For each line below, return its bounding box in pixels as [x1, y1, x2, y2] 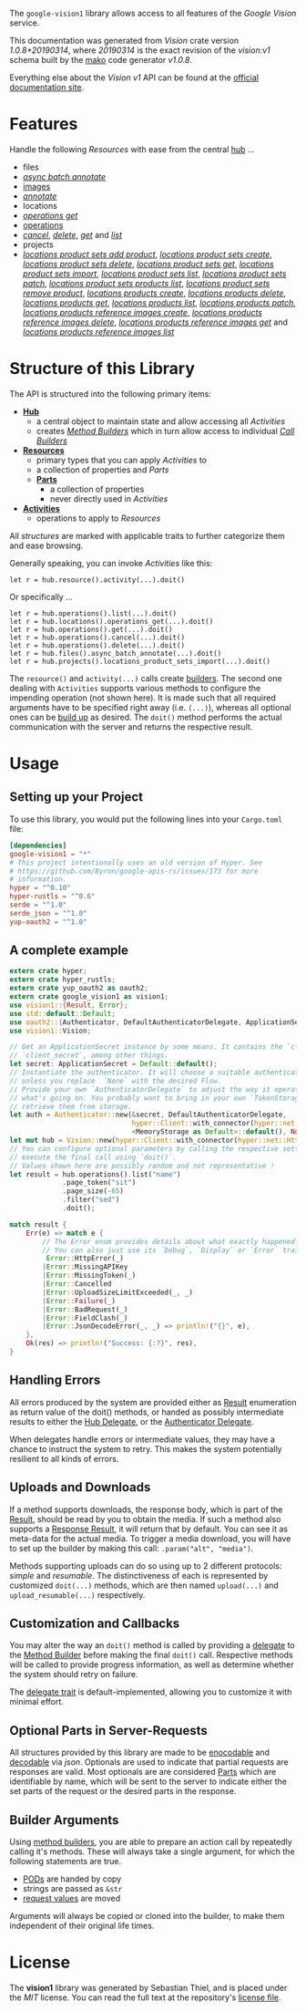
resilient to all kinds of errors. [9, 1453, 119, 1464]
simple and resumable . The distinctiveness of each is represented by [9, 1570, 269, 1581]
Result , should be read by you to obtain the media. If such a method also [9, 1513, 281, 1524]
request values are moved [22, 1893, 121, 1903]
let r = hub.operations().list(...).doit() [9, 608, 178, 618]
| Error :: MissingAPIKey [42, 1262, 128, 1271]
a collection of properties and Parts [36, 464, 169, 475]
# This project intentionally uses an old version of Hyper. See [9, 857, 262, 867]
